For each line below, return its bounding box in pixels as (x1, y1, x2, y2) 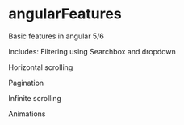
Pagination (8, 78, 44, 87)
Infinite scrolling (8, 93, 62, 103)
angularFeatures (8, 5, 123, 23)
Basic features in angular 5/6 (8, 31, 105, 41)
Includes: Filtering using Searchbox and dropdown (8, 46, 176, 56)
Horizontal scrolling (8, 62, 73, 72)
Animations (8, 109, 46, 119)
